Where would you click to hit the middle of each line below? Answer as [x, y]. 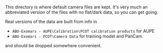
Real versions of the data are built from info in [51, 22]
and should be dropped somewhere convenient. [53, 45]
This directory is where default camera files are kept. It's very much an [76, 7]
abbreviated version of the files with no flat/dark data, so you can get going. [81, 12]
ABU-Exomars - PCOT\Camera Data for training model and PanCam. [78, 36]
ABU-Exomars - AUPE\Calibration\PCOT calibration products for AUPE [83, 31]
